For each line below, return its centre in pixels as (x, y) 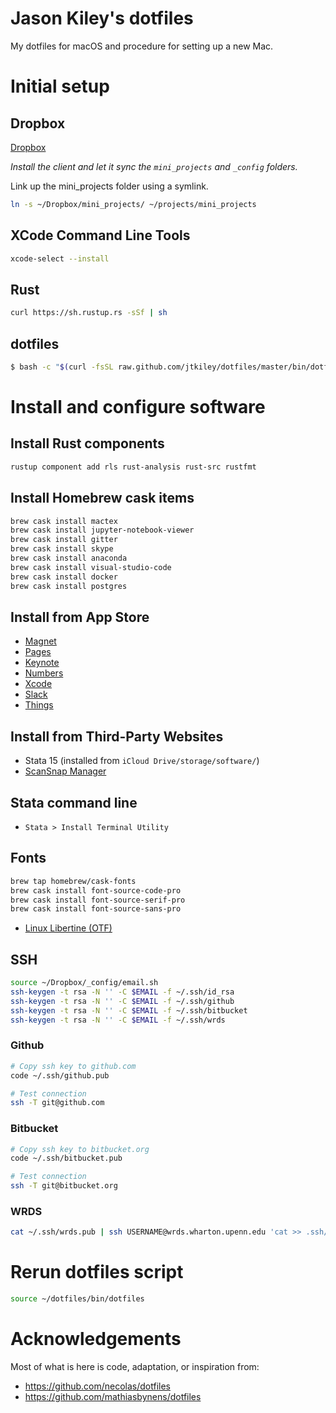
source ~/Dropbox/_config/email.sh (84, 983)
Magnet (40, 641)
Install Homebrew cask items (102, 498)
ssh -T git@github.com (57, 1103)
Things (39, 705)
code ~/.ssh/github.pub (60, 1075)
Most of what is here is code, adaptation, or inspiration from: (135, 1367)
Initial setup (60, 86)
